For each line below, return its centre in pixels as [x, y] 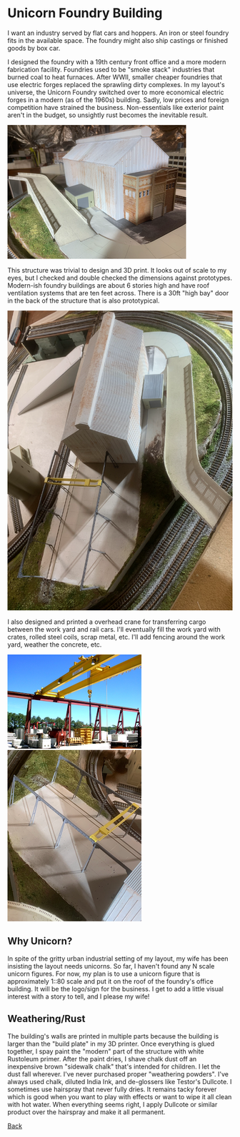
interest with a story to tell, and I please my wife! [79, 996]
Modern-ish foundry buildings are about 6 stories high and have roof [108, 285]
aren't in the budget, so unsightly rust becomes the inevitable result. [108, 115]
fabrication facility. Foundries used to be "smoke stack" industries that [111, 69]
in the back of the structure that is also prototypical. [84, 300]
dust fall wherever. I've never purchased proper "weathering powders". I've [118, 1074]
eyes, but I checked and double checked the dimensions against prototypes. [120, 278]
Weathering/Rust [46, 1019]
